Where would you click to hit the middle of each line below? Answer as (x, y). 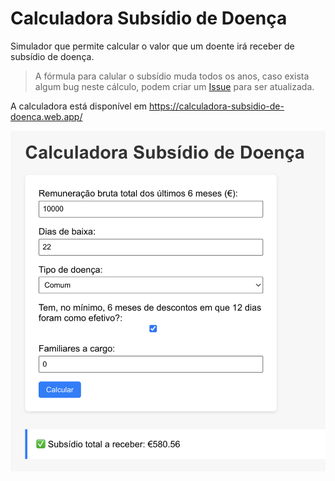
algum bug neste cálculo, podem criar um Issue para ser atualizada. (174, 86)
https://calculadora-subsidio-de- (216, 106)
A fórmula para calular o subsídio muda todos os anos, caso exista (172, 76)
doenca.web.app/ (46, 116)
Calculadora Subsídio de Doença (149, 18)
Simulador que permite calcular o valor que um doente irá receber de (152, 46)
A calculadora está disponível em (79, 106)
